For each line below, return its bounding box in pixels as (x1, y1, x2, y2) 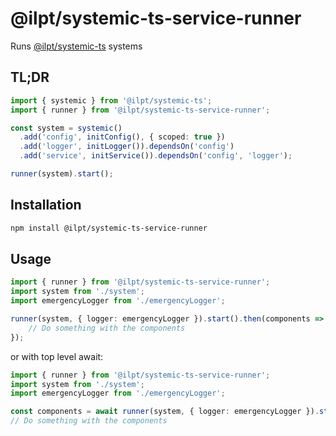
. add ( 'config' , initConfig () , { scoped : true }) (19, 132, 226, 142)
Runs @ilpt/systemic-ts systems (10, 40, 143, 52)
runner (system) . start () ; (10, 169, 114, 179)
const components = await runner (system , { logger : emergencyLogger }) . (10, 407, 320, 417)
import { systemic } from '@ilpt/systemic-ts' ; (10, 95, 213, 106)
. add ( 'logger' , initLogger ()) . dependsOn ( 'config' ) (19, 142, 235, 152)
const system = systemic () (10, 123, 123, 133)
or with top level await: (10, 350, 104, 362)
